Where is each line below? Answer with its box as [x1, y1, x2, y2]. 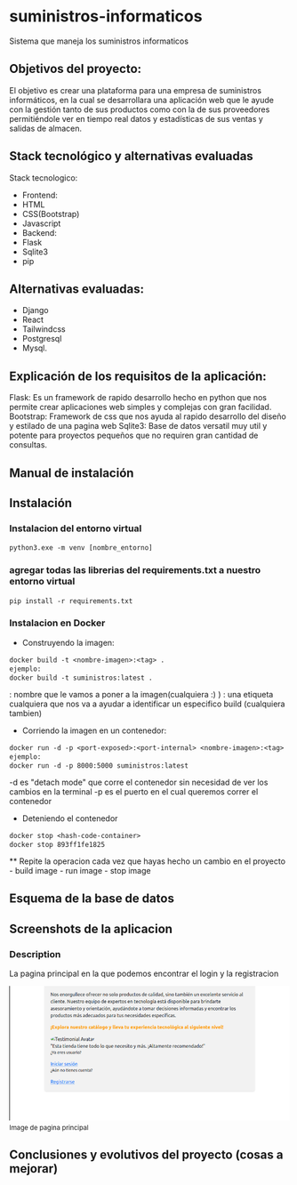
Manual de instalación [9, 465, 134, 480]
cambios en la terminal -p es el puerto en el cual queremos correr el [9, 786, 259, 797]
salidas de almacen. [9, 123, 83, 133]
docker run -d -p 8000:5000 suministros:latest [9, 761, 189, 770]
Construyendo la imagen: [21, 637, 115, 648]
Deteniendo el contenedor [21, 812, 118, 824]
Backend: [21, 227, 58, 238]
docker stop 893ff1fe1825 [9, 840, 105, 849]
